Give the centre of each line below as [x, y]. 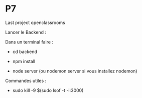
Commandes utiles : [26, 80]
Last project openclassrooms [35, 22]
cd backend [25, 51]
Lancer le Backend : [26, 32]
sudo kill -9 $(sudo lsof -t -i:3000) [48, 90]
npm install [24, 61]
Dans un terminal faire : [29, 42]
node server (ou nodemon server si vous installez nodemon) [75, 71]
